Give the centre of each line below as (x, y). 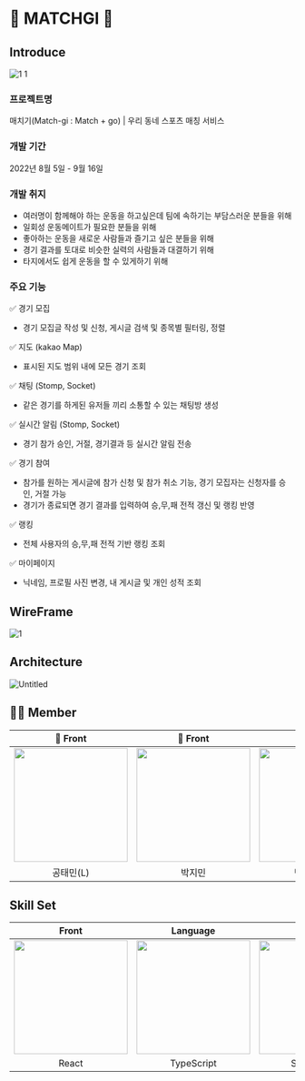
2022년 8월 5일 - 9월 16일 (56, 168)
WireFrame (42, 612)
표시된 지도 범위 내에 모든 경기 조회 (84, 367)
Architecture (46, 662)
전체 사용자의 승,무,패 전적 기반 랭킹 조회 (94, 544)
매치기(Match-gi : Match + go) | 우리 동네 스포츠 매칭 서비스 (117, 121)
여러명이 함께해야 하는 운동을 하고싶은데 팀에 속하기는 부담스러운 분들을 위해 (157, 215)
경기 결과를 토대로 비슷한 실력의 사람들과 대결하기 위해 (118, 249)
